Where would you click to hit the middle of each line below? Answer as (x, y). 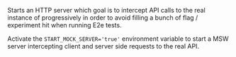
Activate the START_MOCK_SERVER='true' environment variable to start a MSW (118, 39)
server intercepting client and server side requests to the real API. (103, 46)
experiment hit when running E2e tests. (64, 25)
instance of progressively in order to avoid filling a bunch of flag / (103, 18)
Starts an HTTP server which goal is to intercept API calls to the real (106, 10)
